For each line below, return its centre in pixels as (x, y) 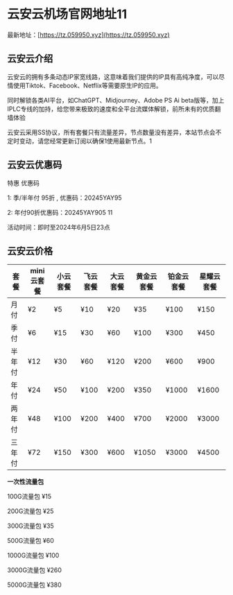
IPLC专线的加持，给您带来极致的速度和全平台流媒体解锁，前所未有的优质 (111, 109)
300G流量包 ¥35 (31, 526)
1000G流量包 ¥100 (33, 555)
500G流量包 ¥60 (31, 541)
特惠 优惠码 (23, 183)
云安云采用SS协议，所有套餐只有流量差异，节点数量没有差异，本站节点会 (111, 132)
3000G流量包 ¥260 (35, 570)
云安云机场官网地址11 (67, 14)
